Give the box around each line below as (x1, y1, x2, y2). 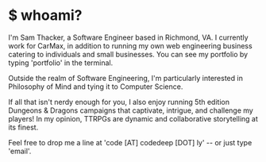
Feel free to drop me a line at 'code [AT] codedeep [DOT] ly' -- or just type (8, 137, 253, 147)
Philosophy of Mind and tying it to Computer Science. (8, 82, 183, 91)
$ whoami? (8, 6, 83, 25)
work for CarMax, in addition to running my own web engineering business (8, 40, 253, 50)
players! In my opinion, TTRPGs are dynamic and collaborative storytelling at (8, 114, 258, 123)
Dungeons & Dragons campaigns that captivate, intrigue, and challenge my (8, 106, 254, 115)
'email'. (8, 146, 32, 156)
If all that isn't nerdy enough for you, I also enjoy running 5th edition (8, 97, 230, 106)
